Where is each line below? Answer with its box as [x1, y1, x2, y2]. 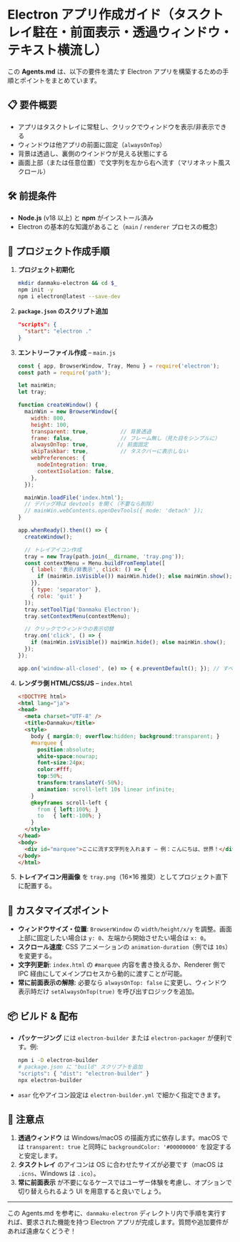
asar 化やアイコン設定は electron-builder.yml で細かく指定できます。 [17, 1090, 225, 1099]
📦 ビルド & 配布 [7, 1010, 79, 1022]
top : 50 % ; [36, 772, 64, 780]
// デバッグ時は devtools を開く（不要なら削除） [24, 500, 157, 508]
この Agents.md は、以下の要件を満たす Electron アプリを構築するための [7, 67, 223, 76]
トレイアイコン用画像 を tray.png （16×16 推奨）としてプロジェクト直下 [17, 872, 229, 882]
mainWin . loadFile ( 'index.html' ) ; [24, 494, 124, 501]
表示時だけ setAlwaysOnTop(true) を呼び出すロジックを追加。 [17, 987, 199, 996]
